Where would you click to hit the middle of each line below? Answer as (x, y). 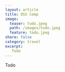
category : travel (23, 42)
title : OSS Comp (22, 14)
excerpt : (14, 46)
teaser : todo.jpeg (29, 23)
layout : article (22, 10)
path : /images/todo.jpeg (35, 28)
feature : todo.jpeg (30, 33)
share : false (18, 37)
